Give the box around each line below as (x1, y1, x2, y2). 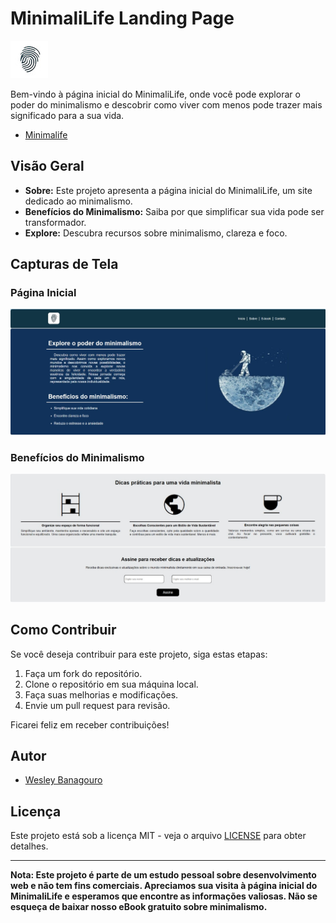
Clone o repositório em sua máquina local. (24, 678, 199, 690)
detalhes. (10, 840, 49, 852)
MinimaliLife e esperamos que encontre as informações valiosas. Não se (10, 890, 318, 902)
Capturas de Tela (10, 256, 119, 273)
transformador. (24, 216, 87, 228)
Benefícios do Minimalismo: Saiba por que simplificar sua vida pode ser (24, 205, 325, 217)
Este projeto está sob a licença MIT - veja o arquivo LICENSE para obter (10, 830, 307, 842)
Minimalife (24, 128, 68, 141)
